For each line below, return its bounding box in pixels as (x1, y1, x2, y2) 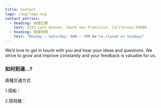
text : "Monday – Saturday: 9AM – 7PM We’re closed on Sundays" (14, 34, 145, 39)
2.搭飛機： (5, 98, 26, 104)
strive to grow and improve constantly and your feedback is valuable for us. (5, 52, 157, 58)
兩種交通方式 (5, 77, 31, 83)
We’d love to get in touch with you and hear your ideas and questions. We (5, 47, 152, 53)
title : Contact (5, 7, 36, 12)
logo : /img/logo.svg (5, 12, 47, 16)
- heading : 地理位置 (9, 20, 48, 26)
